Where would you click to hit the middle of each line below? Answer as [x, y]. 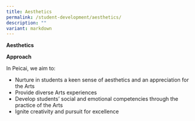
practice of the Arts [39, 106]
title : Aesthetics [29, 12]
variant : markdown [29, 28]
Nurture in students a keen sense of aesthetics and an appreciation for [102, 80]
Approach [19, 57]
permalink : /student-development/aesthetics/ [64, 17]
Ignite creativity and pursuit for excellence [67, 111]
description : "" [26, 23]
